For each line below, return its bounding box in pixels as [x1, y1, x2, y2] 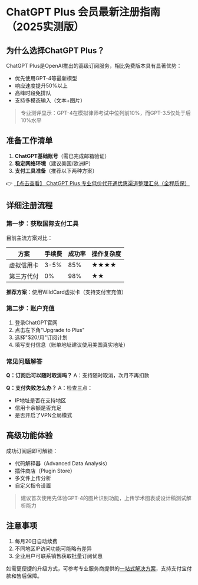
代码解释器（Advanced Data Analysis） [14, 459, 111, 466]
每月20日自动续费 [14, 537, 58, 544]
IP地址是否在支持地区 [14, 397, 67, 404]
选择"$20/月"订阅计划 [14, 334, 68, 341]
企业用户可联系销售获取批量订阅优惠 [14, 552, 103, 559]
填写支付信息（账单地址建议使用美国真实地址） [14, 341, 128, 348]
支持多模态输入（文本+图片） [14, 97, 86, 104]
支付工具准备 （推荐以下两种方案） [14, 167, 98, 174]
